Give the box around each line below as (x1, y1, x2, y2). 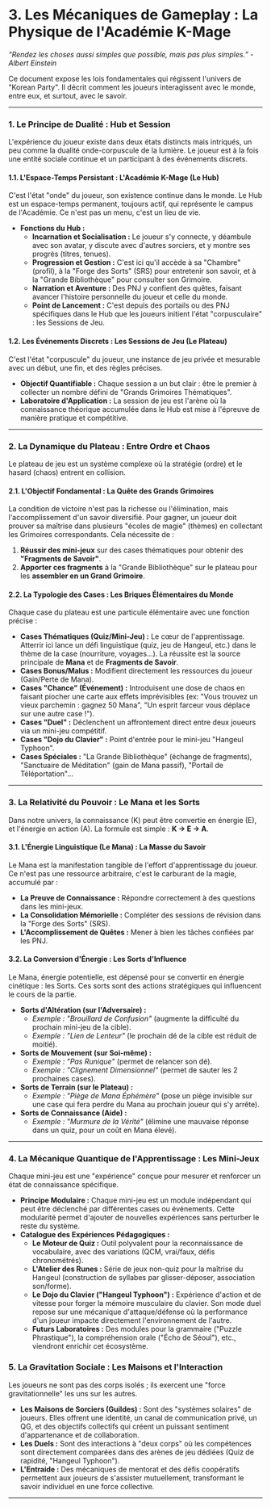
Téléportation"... (19, 769, 74, 779)
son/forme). (31, 1282, 72, 1291)
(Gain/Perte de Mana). (19, 674, 94, 684)
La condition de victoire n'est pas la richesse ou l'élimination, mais (8, 504, 228, 514)
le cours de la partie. (8, 989, 77, 999)
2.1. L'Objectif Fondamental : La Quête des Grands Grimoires (8, 486, 215, 496)
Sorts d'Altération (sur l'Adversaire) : (19, 1005, 147, 1015)
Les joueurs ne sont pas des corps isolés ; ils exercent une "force (8, 1379, 226, 1390)
